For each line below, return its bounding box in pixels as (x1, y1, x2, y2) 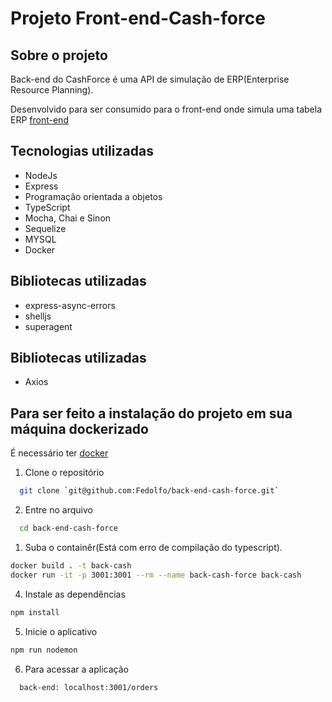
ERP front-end (10, 114, 69, 126)
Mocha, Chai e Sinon (24, 212, 112, 224)
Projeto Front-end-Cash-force (10, 7, 266, 30)
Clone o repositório (24, 467, 105, 479)
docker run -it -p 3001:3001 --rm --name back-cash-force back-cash (10, 570, 302, 580)
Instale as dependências (24, 588, 126, 600)
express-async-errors (24, 299, 116, 311)
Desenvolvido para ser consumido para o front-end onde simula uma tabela (10, 103, 323, 115)
